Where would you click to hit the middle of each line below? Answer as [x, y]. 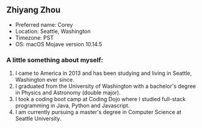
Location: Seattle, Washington [53, 31]
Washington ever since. [45, 80]
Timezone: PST [34, 37]
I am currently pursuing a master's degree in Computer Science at [98, 112]
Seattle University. [38, 119]
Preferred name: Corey [44, 24]
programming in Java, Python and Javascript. [72, 105]
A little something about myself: [55, 60]
